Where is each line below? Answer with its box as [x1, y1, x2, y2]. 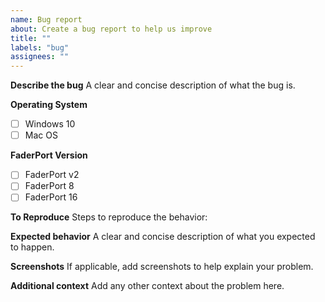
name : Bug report [10, 14, 83, 25]
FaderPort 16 [24, 191, 78, 203]
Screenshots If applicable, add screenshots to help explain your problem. [10, 261, 314, 273]
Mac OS [24, 129, 58, 141]
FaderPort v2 [24, 169, 80, 181]
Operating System [10, 99, 88, 111]
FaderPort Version [10, 149, 88, 161]
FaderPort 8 [24, 180, 75, 192]
